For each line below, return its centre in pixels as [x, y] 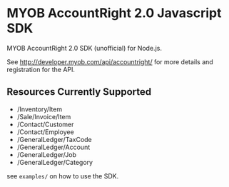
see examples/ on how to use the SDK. [63, 176]
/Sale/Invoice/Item [44, 116]
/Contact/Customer [45, 124]
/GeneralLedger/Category [55, 162]
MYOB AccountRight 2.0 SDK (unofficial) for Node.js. [84, 48]
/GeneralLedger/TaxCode [54, 139]
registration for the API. [41, 69]
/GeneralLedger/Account [54, 147]
